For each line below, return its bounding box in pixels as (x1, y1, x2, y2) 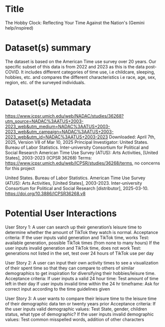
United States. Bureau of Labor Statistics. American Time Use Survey (5, 175, 146, 181)
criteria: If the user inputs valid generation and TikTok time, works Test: (5, 234, 149, 240)
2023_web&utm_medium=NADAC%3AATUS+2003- (5, 123, 110, 129)
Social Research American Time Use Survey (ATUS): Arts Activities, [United (5, 149, 159, 156)
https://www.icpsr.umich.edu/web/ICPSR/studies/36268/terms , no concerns (5, 160, 160, 166)
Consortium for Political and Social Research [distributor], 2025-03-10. (5, 185, 149, 191)
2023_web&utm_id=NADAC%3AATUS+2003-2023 (5, 134, 108, 140)
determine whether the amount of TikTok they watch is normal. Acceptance (5, 229, 159, 235)
